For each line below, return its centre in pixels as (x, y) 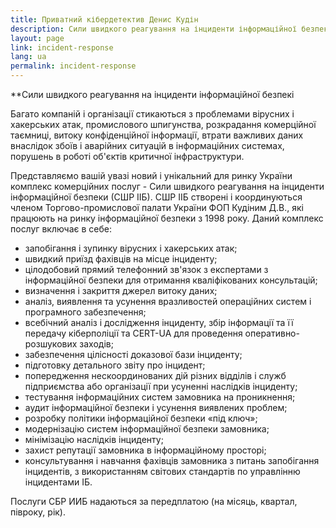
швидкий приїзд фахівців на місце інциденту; (121, 259)
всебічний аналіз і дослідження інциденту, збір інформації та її (159, 322)
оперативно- (272, 333)
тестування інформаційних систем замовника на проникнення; (160, 397)
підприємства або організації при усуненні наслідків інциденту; (161, 386)
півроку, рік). (38, 512)
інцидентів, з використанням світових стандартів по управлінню (162, 471)
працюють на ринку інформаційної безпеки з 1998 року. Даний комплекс (167, 218)
